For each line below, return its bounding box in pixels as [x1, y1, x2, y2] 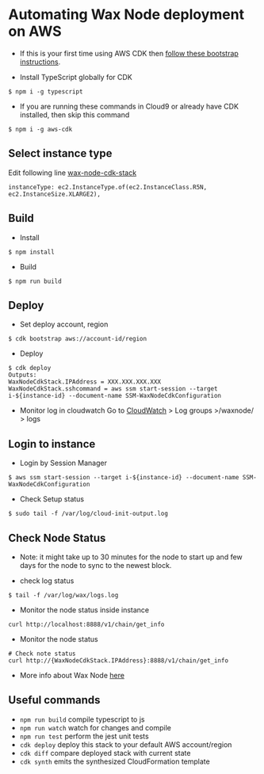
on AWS [8, 22, 62, 40]
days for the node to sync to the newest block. [19, 561, 172, 570]
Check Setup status [19, 494, 85, 504]
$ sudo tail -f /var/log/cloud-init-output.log [8, 509, 169, 518]
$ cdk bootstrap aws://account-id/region [8, 335, 147, 343]
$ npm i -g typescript [8, 87, 83, 96]
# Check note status [8, 650, 77, 658]
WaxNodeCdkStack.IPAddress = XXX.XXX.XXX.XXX [8, 378, 161, 386]
